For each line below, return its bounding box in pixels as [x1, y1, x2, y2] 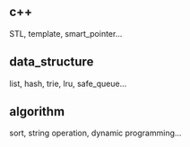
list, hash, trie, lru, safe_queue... [9, 78, 127, 89]
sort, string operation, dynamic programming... [9, 127, 182, 139]
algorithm [9, 104, 65, 119]
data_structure [9, 55, 94, 70]
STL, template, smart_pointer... [9, 28, 123, 39]
